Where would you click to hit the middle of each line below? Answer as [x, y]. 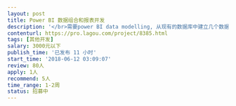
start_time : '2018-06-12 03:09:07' [59, 59]
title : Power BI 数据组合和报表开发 [56, 20]
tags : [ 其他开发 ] [31, 40]
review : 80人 [26, 66]
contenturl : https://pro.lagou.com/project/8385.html [88, 33]
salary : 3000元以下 [34, 46]
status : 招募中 [28, 91]
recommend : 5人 [29, 78]
